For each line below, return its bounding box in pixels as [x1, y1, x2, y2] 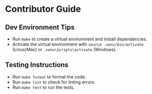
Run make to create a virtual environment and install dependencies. [12, 36, 148, 42]
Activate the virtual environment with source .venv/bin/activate [12, 41, 144, 47]
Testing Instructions [5, 61, 69, 69]
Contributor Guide [5, 3, 81, 15]
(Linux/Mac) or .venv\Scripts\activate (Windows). [12, 47, 117, 52]
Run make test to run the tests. [12, 84, 75, 90]
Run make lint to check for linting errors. [12, 79, 96, 85]
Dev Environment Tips [5, 23, 75, 31]
